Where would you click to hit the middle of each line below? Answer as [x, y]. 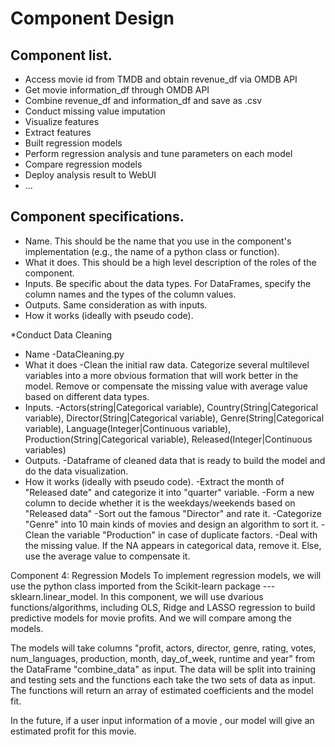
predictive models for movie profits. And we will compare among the [151, 618]
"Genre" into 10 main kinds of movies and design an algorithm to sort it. [171, 524]
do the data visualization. [76, 471]
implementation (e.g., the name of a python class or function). [152, 251]
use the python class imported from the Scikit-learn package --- [143, 586]
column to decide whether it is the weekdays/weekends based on [160, 503]
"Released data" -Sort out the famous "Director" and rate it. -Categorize [173, 513]
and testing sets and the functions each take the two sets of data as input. [163, 679]
